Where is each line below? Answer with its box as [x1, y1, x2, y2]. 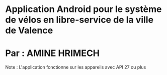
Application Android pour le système [5, 3, 162, 15]
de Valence [5, 25, 53, 36]
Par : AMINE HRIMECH [5, 47, 100, 59]
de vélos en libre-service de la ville [5, 14, 154, 25]
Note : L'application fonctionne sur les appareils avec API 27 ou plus [5, 64, 146, 70]
